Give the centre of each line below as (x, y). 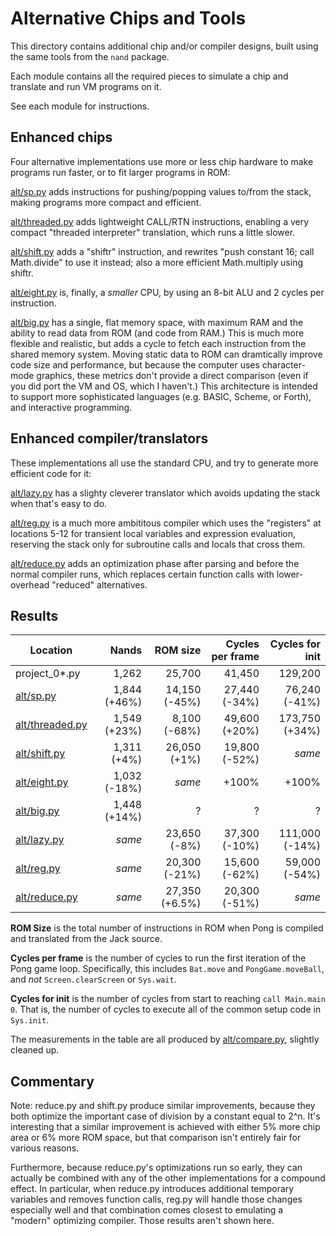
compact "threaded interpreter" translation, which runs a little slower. (153, 232)
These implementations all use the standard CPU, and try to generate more (164, 463)
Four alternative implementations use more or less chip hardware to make (162, 161)
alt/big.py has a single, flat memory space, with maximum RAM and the (157, 322)
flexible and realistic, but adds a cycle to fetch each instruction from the (158, 343)
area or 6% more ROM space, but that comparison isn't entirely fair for (156, 1138)
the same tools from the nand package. (90, 56)
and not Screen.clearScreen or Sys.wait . (93, 979)
